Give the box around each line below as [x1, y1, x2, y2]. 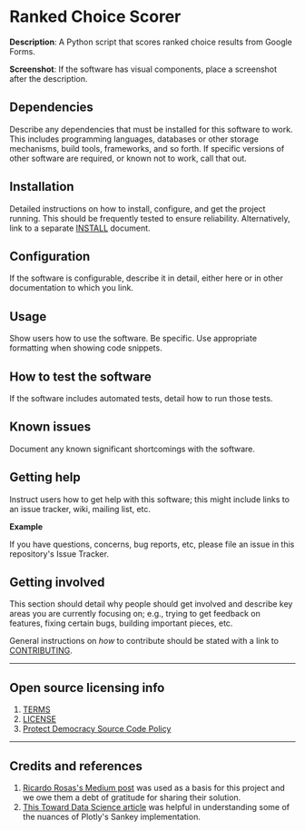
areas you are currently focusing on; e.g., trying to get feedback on [9, 608, 261, 619]
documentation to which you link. [9, 282, 134, 293]
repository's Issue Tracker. [9, 548, 109, 559]
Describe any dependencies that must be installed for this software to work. [9, 124, 293, 134]
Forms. [9, 45, 36, 56]
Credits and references [9, 758, 143, 774]
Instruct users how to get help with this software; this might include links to [9, 493, 290, 505]
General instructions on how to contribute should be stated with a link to [9, 636, 280, 647]
